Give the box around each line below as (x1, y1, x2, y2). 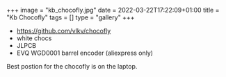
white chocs (16, 34, 52, 42)
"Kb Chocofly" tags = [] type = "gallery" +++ (6, 13, 135, 22)
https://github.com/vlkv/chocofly (16, 27, 111, 35)
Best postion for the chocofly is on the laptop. (6, 62, 138, 70)
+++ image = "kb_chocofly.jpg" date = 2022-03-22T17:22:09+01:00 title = (6, 6, 220, 14)
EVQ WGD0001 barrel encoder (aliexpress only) (16, 49, 154, 57)
